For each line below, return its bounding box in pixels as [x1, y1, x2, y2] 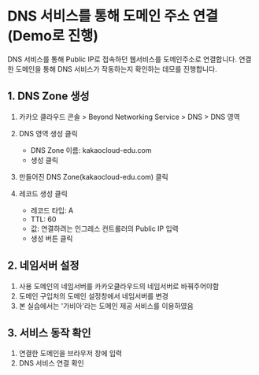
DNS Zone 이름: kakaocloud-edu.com [30, 145, 152, 154]
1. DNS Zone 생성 [7, 90, 90, 103]
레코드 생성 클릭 [18, 188, 68, 198]
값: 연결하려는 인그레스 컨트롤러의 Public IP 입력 [30, 224, 179, 233]
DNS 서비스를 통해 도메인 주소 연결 [7, 7, 218, 25]
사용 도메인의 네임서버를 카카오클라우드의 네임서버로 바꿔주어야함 [18, 281, 220, 291]
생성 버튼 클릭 [30, 233, 73, 243]
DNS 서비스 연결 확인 [18, 358, 84, 368]
